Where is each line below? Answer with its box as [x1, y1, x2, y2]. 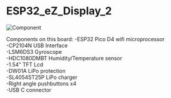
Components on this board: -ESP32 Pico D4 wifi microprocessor [6, 35, 165, 42]
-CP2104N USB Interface [6, 42, 68, 49]
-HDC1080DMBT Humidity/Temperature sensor [6, 54, 123, 62]
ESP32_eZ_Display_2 [6, 4, 112, 18]
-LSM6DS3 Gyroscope [6, 48, 62, 55]
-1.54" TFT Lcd [6, 61, 44, 68]
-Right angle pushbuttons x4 [6, 79, 77, 87]
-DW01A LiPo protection [6, 67, 66, 74]
